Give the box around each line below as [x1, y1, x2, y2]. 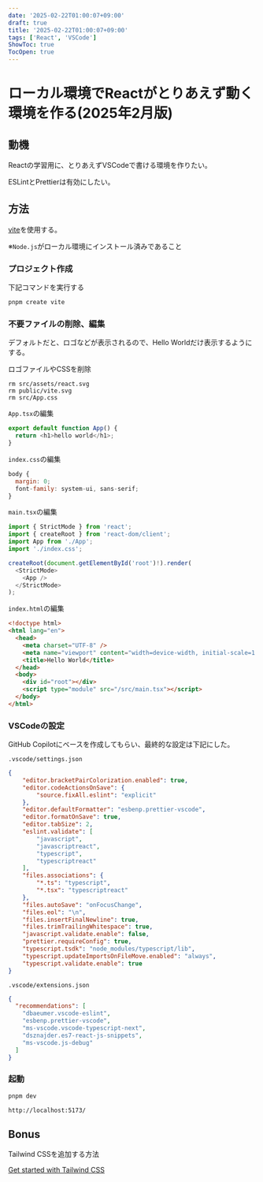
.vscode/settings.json [8, 756, 83, 764]
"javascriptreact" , [36, 842, 101, 850]
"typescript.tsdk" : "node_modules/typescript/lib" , [22, 945, 195, 953]
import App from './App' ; [8, 537, 93, 546]
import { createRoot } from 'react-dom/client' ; [8, 530, 171, 538]
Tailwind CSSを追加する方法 [8, 1150, 100, 1159]
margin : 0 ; [15, 478, 51, 485]
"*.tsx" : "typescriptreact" [36, 886, 128, 894]
